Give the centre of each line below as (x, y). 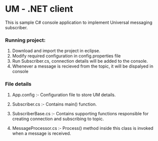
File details (18, 84)
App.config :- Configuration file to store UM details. (64, 95)
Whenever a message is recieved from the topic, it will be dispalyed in (83, 66)
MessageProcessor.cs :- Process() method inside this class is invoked (83, 128)
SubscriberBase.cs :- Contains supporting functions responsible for (80, 113)
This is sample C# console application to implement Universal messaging (79, 22)
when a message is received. (42, 133)
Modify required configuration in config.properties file (67, 56)
